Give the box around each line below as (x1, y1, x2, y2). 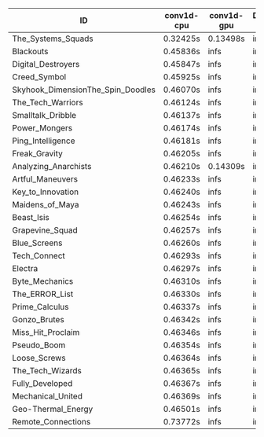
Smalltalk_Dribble (12, 110, 77, 120)
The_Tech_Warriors (12, 97, 84, 108)
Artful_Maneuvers (12, 174, 79, 184)
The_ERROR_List (12, 288, 74, 299)
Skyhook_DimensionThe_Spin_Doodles (12, 84, 156, 95)
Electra (12, 263, 38, 274)
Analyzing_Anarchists (12, 161, 92, 171)
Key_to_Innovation (12, 186, 79, 197)
